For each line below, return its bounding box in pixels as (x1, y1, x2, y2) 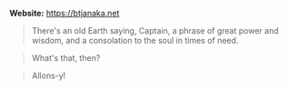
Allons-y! (31, 70, 66, 81)
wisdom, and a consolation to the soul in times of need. (31, 35, 239, 45)
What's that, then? (31, 53, 101, 63)
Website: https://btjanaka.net (9, 8, 120, 18)
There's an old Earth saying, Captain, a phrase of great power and (31, 25, 279, 35)
